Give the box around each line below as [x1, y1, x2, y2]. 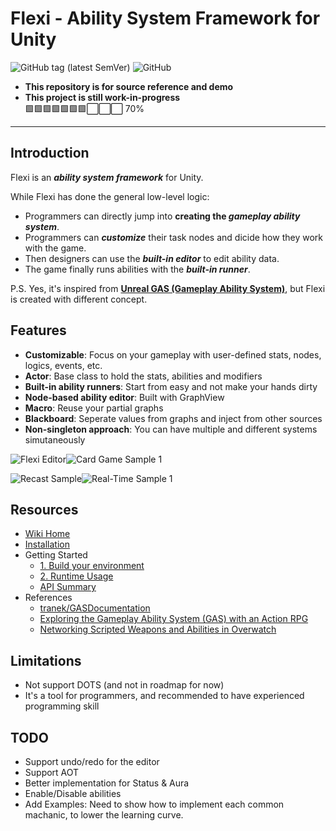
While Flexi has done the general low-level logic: [10, 190, 210, 202]
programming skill [24, 700, 100, 712]
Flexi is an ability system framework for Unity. [10, 171, 204, 183]
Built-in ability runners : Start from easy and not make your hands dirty [24, 380, 318, 392]
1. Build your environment [39, 560, 145, 572]
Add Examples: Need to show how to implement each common [24, 798, 285, 810]
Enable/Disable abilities [24, 788, 122, 799]
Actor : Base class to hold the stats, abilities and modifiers [24, 370, 263, 382]
